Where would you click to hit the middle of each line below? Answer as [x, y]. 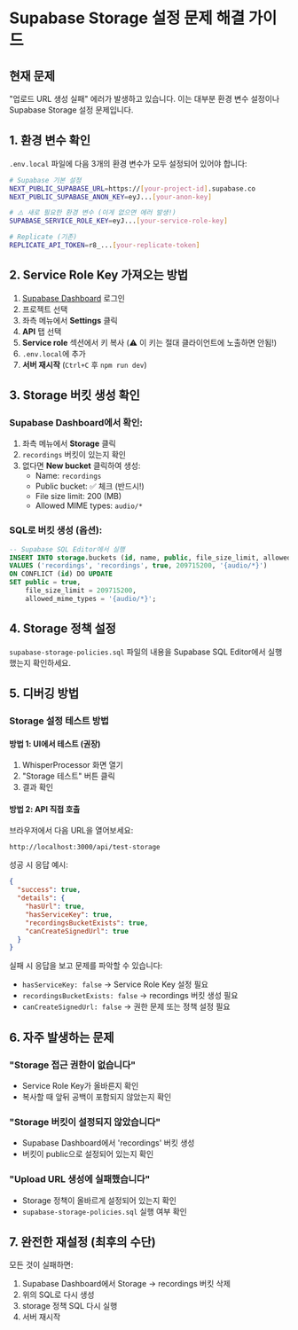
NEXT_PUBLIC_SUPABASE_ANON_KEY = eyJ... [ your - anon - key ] [111, 197]
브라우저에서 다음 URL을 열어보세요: [71, 831]
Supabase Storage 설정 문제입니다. [71, 110]
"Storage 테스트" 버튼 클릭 [68, 776]
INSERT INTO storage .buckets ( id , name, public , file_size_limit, [134, 558]
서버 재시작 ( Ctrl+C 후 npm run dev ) [85, 364]
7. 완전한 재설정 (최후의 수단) [83, 1242]
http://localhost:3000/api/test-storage [85, 848]
